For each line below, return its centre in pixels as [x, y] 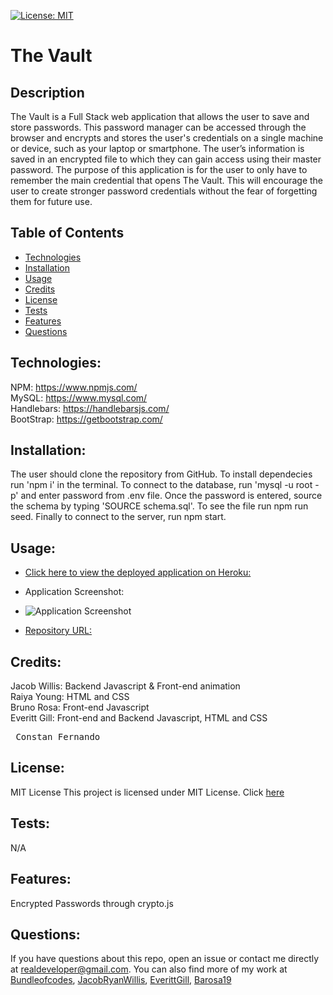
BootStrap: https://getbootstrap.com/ [86, 419]
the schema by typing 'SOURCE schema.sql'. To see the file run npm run [159, 506]
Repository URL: [58, 631]
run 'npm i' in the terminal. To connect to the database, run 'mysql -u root [161, 485]
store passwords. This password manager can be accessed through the [158, 127]
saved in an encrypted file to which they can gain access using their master [166, 159]
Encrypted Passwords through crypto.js [92, 903]
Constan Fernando [58, 737]
